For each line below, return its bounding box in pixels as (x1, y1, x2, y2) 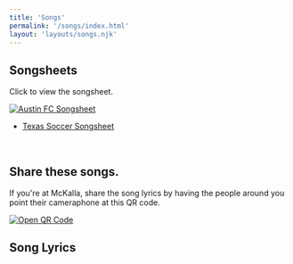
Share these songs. (9, 164, 119, 179)
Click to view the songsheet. (9, 87, 114, 97)
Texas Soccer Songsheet (21, 121, 114, 132)
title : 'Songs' (9, 12, 66, 22)
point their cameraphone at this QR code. (9, 197, 160, 208)
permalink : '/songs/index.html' (9, 21, 129, 30)
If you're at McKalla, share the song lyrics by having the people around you (9, 188, 285, 198)
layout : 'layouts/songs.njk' (9, 29, 118, 38)
